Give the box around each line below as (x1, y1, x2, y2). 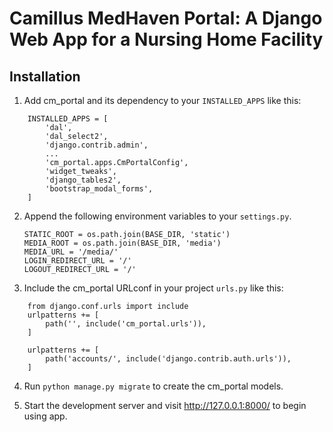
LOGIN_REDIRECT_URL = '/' (23, 256, 132, 266)
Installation (9, 68, 81, 85)
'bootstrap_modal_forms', (45, 184, 154, 194)
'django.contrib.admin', (45, 140, 149, 150)
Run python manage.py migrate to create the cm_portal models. (23, 380, 284, 392)
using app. (23, 410, 68, 422)
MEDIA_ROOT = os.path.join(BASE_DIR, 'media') (23, 238, 222, 248)
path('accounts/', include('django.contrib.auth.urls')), (45, 354, 292, 364)
